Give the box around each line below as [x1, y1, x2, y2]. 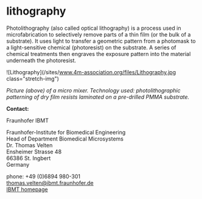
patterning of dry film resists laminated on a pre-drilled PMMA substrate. [6, 93, 190, 100]
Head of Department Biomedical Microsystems [6, 135, 124, 142]
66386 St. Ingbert [6, 154, 51, 162]
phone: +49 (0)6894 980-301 [6, 172, 81, 180]
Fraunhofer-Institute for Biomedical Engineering [6, 128, 126, 136]
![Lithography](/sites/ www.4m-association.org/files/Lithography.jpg [6, 68, 176, 75]
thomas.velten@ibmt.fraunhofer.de [6, 179, 94, 186]
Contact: [6, 105, 29, 112]
